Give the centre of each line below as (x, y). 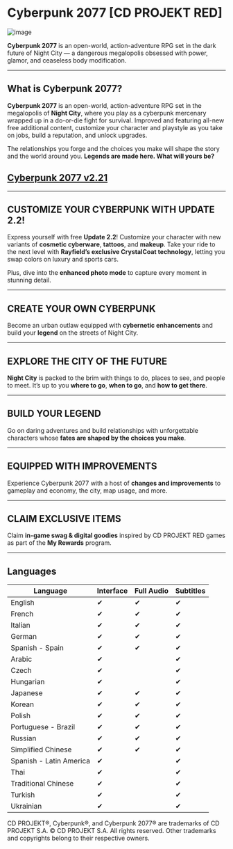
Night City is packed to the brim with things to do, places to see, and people (116, 378)
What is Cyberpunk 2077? (65, 89)
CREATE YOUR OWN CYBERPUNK (81, 309)
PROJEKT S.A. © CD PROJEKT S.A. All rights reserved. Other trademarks (112, 831)
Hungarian (28, 682)
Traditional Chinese (42, 784)
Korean (23, 704)
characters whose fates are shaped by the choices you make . (96, 438)
